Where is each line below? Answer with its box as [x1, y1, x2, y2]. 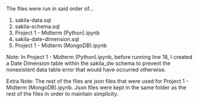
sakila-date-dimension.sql [14, 36, 79, 42]
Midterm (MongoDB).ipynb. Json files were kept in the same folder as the [6, 84, 187, 91]
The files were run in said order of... [6, 5, 94, 12]
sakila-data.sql [14, 17, 52, 23]
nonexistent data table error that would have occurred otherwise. [6, 66, 166, 73]
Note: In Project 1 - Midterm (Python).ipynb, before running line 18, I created [6, 54, 193, 60]
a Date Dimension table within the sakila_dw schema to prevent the [6, 60, 171, 67]
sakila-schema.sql [14, 23, 60, 30]
